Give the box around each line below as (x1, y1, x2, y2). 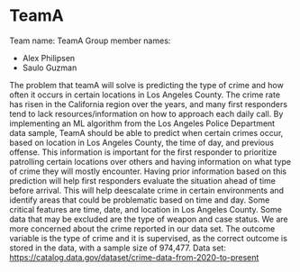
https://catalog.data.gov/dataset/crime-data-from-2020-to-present (9, 251, 259, 262)
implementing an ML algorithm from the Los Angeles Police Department (9, 118, 276, 129)
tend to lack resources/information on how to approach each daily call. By (9, 108, 284, 119)
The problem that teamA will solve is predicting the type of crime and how (9, 79, 284, 90)
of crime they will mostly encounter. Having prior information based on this (9, 166, 287, 177)
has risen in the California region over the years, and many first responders (9, 98, 288, 109)
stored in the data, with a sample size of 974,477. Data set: (9, 242, 227, 253)
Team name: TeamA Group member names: (9, 35, 171, 46)
